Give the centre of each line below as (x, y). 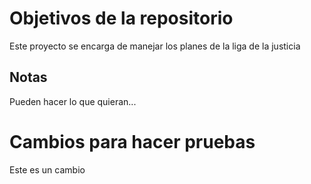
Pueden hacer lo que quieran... (73, 101)
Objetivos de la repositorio (121, 18)
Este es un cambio (47, 169)
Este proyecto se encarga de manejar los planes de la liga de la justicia (155, 46)
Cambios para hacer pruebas (132, 141)
